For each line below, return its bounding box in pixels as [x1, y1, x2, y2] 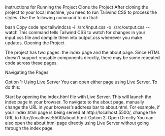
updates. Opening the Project [5, 40, 65, 46]
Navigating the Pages [5, 69, 49, 75]
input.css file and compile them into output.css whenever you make [5, 34, 142, 40]
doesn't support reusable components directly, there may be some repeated [5, 55, 160, 61]
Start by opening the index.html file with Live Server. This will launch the [5, 94, 152, 100]
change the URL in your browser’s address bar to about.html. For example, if [5, 104, 160, 110]
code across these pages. [5, 60, 58, 66]
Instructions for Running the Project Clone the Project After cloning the [5, 4, 149, 10]
